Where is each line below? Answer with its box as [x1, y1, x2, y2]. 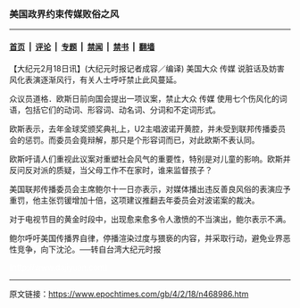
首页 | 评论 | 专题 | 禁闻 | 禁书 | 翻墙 [9, 41, 155, 52]
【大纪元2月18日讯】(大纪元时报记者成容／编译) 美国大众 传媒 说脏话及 [9, 62, 270, 73]
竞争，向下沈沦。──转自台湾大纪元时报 [16, 244, 162, 254]
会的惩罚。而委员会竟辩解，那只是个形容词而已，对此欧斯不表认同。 [9, 134, 260, 145]
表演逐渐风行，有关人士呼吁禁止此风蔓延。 [24, 74, 181, 85]
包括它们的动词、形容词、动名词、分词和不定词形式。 [24, 104, 221, 115]
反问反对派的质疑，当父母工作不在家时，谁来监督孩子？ [9, 164, 212, 175]
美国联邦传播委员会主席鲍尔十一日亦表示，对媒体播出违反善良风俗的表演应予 [9, 183, 291, 194]
